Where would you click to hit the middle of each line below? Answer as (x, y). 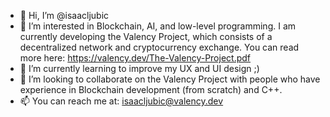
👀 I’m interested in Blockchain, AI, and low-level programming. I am (158, 26)
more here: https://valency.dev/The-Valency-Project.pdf (135, 58)
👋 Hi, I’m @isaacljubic (64, 15)
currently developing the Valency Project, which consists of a (146, 36)
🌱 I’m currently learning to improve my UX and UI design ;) (139, 68)
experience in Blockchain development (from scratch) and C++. (151, 89)
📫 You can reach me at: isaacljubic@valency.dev (121, 101)
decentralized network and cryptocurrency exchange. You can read (159, 47)
